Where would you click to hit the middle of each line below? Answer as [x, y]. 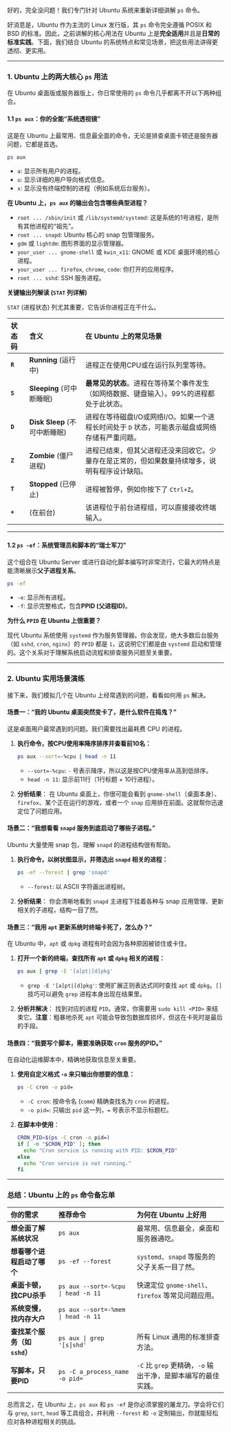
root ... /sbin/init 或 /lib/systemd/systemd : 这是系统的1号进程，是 [115, 218]
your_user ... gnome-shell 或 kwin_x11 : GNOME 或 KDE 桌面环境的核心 [118, 252]
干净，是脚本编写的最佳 [181, 1375]
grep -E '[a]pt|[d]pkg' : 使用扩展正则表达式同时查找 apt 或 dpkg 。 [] [124, 985]
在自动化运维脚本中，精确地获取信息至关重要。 [73, 1060]
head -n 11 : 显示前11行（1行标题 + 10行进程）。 [92, 779]
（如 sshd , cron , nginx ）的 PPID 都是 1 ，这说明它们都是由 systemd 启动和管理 [114, 644]
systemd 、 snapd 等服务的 [176, 1256]
